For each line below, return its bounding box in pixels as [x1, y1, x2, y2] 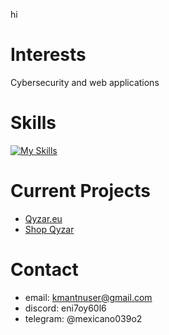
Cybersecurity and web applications [10, 76, 160, 88]
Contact [10, 259, 79, 281]
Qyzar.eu [24, 212, 63, 224]
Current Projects [10, 180, 151, 203]
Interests [10, 44, 87, 66]
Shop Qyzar [24, 223, 75, 235]
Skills [10, 112, 57, 134]
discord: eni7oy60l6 [24, 302, 107, 314]
